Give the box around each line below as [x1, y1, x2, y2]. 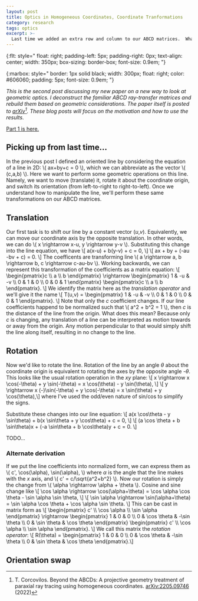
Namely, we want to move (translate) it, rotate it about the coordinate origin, [6, 177, 190, 184]
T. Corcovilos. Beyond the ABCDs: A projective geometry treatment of [14, 576, 184, 583]
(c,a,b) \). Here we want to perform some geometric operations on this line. [6, 171, 189, 178]
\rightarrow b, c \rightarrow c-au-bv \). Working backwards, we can [6, 260, 170, 267]
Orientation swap [6, 555, 71, 565]
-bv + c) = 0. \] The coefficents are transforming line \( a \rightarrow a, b [6, 253, 181, 260]
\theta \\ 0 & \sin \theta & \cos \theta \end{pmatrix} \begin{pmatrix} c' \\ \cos [6, 519, 191, 526]
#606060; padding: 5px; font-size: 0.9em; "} [6, 76, 114, 83]
